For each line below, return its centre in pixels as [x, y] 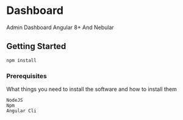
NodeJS [15, 100]
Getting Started [36, 46]
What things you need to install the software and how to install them [91, 89]
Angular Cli [21, 111]
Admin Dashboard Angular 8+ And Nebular [60, 27]
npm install [21, 60]
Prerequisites [27, 76]
